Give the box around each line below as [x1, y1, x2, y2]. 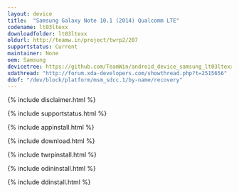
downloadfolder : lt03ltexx [7, 30, 87, 38]
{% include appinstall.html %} [7, 123, 95, 132]
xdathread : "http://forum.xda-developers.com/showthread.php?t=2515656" [7, 69, 228, 77]
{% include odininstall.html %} [7, 164, 96, 173]
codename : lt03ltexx [7, 23, 69, 30]
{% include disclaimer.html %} [7, 96, 96, 104]
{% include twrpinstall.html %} [7, 150, 97, 159]
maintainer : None [7, 50, 59, 57]
